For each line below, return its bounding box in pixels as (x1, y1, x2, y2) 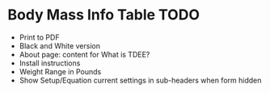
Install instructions (19, 58, 81, 68)
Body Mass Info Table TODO (7, 6, 200, 24)
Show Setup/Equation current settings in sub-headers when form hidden (19, 75, 262, 85)
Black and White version (19, 40, 100, 50)
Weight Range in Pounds (19, 66, 102, 76)
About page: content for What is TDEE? (19, 49, 150, 59)
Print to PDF (19, 32, 60, 42)
